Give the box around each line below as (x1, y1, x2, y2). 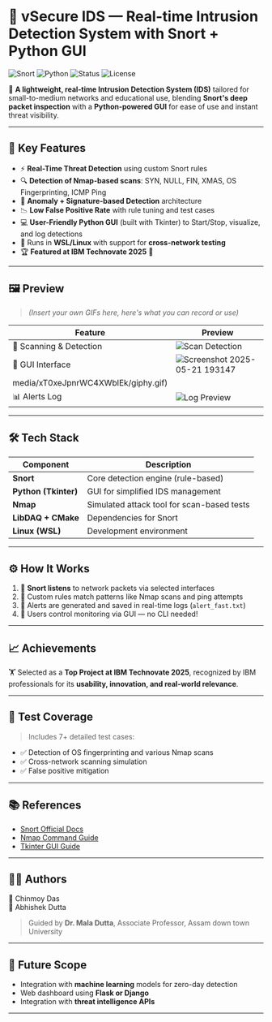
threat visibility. (8, 110, 59, 120)
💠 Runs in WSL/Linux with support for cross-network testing (19, 237, 227, 247)
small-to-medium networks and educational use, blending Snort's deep (8, 93, 249, 102)
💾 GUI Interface (12, 359, 71, 370)
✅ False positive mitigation (19, 765, 109, 775)
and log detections (19, 229, 83, 239)
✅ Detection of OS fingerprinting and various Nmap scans (19, 747, 214, 757)
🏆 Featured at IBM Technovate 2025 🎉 (19, 247, 154, 257)
